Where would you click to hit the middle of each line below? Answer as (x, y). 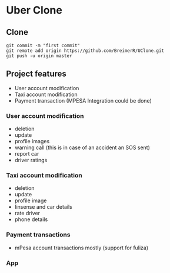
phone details (31, 219)
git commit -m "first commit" (43, 45)
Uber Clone (34, 10)
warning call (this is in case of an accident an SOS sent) (82, 147)
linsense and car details (43, 207)
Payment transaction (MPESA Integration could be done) (83, 100)
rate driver (27, 213)
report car (27, 154)
